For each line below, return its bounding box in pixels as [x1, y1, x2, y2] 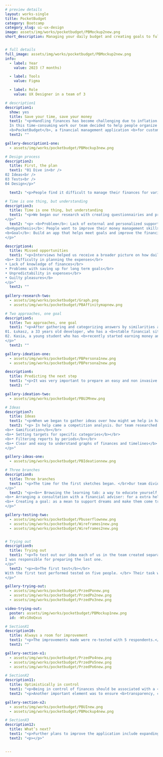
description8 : [5, 472, 34, 477]
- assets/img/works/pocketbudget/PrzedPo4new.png [9, 655, 112, 660]
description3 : [5, 203, 34, 208]
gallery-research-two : [5, 293, 51, 299]
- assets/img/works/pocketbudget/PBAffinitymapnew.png [9, 302, 123, 307]
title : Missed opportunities [9, 248, 68, 253]
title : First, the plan [9, 163, 57, 168]
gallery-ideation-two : [5, 391, 51, 396]
